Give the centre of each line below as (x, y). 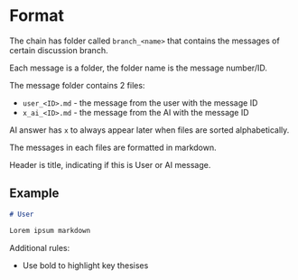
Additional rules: (40, 247)
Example (34, 194)
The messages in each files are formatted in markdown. (113, 147)
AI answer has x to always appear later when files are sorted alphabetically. (149, 130)
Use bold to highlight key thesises (85, 265)
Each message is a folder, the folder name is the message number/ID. (139, 68)
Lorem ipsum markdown (50, 230)
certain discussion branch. (59, 50)
